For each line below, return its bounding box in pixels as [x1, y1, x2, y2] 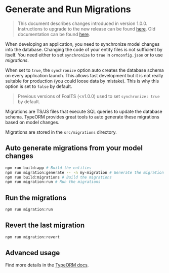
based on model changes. [5, 119, 60, 125]
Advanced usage [5, 249, 60, 257]
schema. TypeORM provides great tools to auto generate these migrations [5, 113, 159, 120]
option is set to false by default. [5, 83, 72, 89]
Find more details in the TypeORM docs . [5, 262, 89, 268]
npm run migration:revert [5, 234, 60, 239]
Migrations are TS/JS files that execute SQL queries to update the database [5, 108, 163, 114]
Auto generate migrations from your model [5, 144, 143, 153]
